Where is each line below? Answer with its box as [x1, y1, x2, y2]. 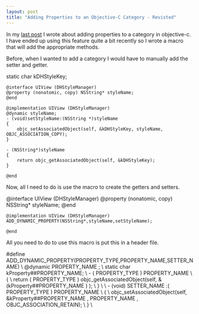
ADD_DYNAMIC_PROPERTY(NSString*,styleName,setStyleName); [6, 218, 153, 224]
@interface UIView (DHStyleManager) [6, 84, 97, 90]
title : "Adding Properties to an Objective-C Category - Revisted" [6, 14, 177, 20]
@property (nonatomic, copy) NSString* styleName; [6, 89, 134, 95]
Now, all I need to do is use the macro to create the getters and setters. [6, 183, 180, 191]
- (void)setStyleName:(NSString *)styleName [6, 116, 118, 122]
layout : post [6, 8, 39, 15]
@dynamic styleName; [6, 110, 58, 116]
